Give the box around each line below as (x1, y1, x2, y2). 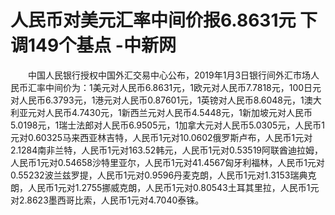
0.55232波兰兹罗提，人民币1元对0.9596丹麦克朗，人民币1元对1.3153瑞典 (10, 169, 308, 181)
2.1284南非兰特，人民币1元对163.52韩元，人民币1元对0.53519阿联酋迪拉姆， (10, 144, 324, 156)
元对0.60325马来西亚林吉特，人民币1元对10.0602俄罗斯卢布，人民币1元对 (10, 131, 313, 143)
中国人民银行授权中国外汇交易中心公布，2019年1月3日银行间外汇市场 (27, 69, 312, 81)
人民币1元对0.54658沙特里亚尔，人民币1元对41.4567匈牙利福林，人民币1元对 (10, 156, 325, 168)
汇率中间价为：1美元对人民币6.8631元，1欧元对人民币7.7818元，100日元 (27, 81, 322, 93)
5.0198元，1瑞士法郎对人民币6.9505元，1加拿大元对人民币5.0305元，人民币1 (10, 119, 326, 131)
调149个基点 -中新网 (10, 34, 177, 57)
